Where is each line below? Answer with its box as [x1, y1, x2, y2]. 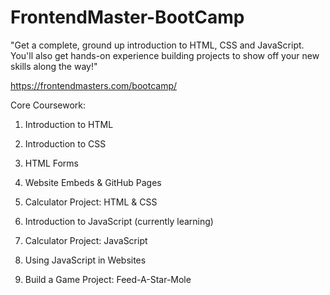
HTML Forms [24, 157, 79, 169]
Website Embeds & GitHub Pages [24, 176, 162, 188]
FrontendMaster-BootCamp [10, 6, 245, 29]
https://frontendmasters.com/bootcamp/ [10, 79, 178, 91]
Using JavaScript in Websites [24, 254, 147, 266]
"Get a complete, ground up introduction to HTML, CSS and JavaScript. [10, 39, 305, 51]
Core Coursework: [10, 99, 87, 111]
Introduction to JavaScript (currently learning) [24, 215, 214, 227]
